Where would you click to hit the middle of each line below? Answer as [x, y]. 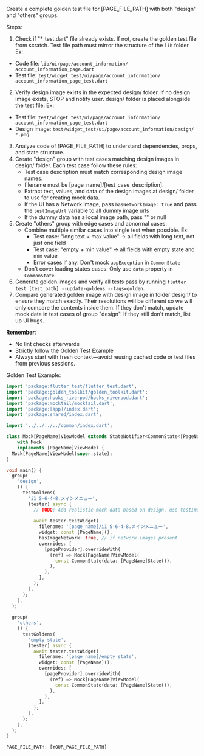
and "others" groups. [32, 15]
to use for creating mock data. [62, 198]
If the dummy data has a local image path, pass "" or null [95, 217]
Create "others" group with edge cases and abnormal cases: [91, 224]
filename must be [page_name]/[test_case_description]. [94, 185]
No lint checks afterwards [47, 344]
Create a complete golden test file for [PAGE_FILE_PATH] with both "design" [101, 9]
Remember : [21, 332]
